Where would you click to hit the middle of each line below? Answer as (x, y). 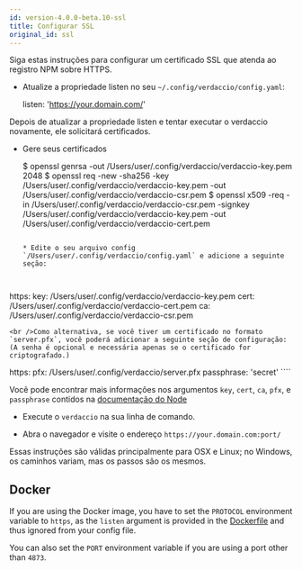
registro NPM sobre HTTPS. (61, 69)
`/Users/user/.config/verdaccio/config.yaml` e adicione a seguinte (153, 256)
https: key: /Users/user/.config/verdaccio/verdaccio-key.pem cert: (132, 296)
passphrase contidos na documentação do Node (98, 399)
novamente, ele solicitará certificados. (80, 131)
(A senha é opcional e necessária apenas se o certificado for (130, 348)
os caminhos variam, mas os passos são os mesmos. (108, 461)
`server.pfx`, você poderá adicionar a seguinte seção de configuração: (148, 340)
